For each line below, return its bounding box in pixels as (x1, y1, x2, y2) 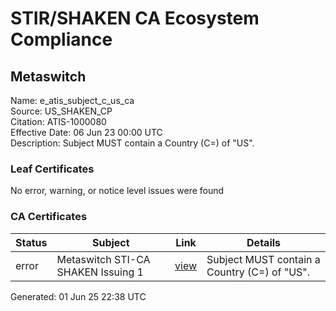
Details (246, 235, 282, 249)
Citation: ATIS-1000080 (10, 116, 107, 127)
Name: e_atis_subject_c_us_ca (10, 95, 135, 106)
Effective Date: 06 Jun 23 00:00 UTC (10, 127, 163, 138)
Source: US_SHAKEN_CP (10, 105, 113, 117)
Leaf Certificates (10, 162, 95, 176)
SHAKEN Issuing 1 (56, 265, 144, 279)
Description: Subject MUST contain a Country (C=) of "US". (10, 137, 255, 149)
